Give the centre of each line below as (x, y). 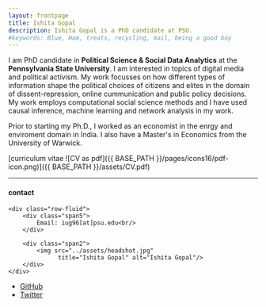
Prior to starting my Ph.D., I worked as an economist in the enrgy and (120, 126)
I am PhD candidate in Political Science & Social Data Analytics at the (123, 60)
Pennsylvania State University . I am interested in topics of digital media (126, 69)
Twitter (31, 295)
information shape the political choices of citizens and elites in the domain (129, 86)
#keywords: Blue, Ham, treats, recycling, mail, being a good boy (120, 38)
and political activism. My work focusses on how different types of (117, 77)
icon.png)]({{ (29, 167)
